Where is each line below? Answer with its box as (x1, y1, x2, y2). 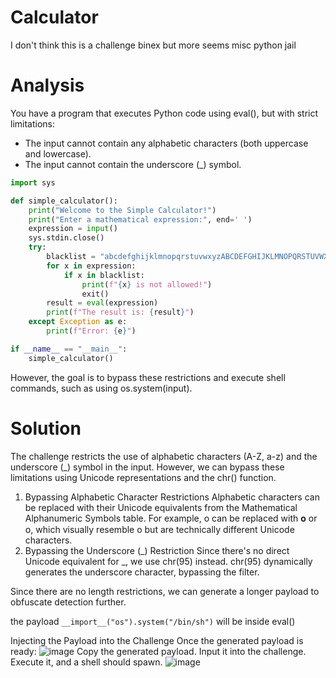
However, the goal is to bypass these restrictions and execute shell (10, 371, 286, 383)
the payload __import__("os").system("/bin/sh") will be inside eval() (10, 615, 296, 627)
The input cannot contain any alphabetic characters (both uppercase (24, 137, 309, 149)
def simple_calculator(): (10, 196, 118, 206)
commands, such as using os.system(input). (10, 382, 193, 394)
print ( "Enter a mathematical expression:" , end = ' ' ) (28, 214, 253, 225)
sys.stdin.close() (28, 233, 105, 243)
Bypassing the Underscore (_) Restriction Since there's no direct (24, 544, 290, 556)
